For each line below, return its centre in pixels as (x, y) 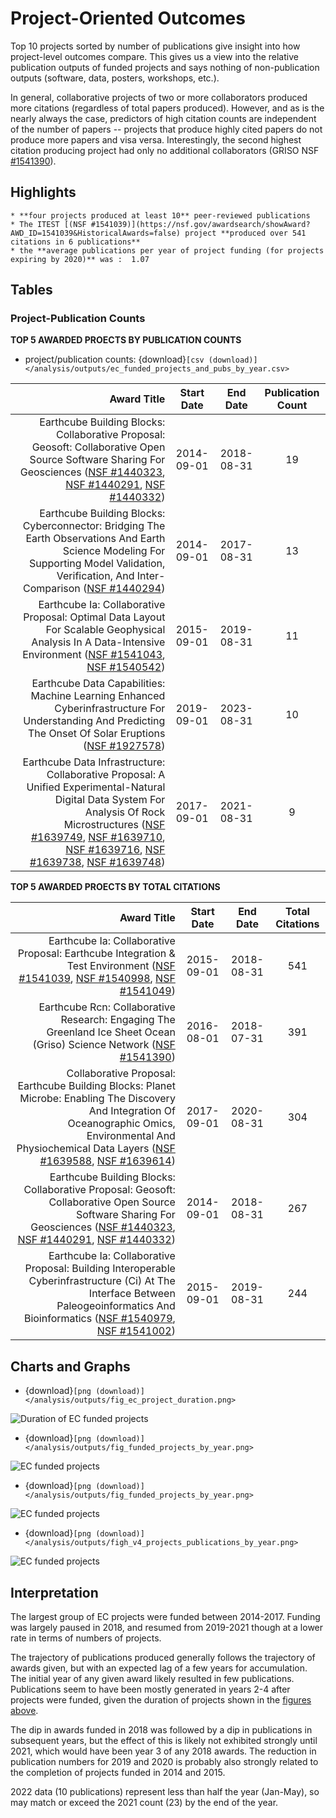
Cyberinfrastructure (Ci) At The (102, 1281)
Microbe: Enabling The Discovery (97, 1099)
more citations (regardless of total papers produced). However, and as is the (167, 108)
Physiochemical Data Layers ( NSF (96, 1149)
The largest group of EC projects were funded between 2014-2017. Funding (165, 1617)
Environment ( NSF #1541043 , (94, 655)
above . (24, 1711)
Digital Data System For (110, 800)
